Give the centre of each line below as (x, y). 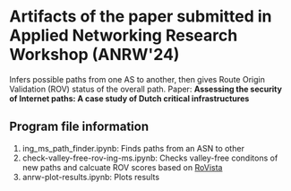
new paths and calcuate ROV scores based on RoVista (122, 167)
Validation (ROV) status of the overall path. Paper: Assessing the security (145, 89)
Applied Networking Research (124, 35)
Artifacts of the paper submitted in (141, 17)
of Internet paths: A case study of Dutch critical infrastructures (129, 98)
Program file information (79, 127)
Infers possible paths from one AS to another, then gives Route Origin (137, 79)
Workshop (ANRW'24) (94, 55)
